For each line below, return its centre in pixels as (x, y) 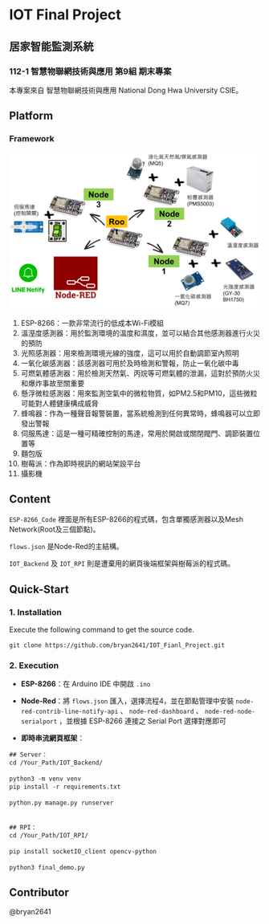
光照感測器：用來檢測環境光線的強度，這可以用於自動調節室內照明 (130, 353)
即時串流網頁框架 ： (53, 738)
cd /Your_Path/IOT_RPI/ (49, 836)
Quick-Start (39, 589)
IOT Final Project (65, 15)
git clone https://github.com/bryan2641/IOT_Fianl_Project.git (117, 645)
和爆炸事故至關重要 (53, 383)
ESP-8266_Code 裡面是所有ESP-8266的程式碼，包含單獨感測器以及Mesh (126, 519)
